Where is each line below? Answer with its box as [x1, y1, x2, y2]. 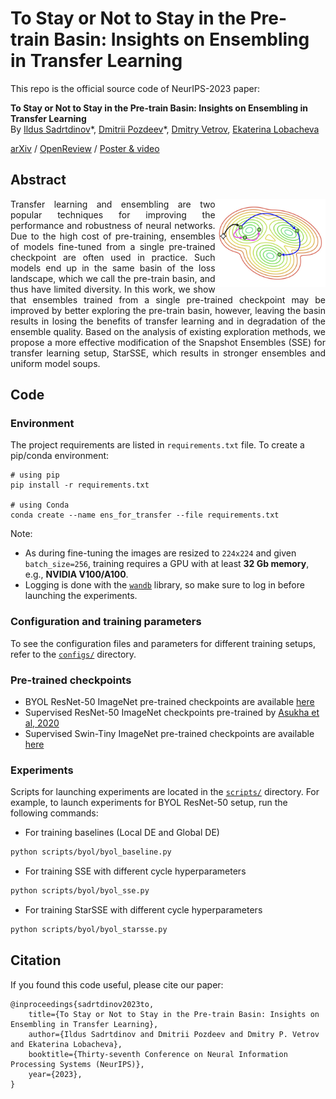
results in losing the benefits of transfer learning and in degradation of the [10, 315, 326, 327]
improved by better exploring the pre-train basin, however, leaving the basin [10, 304, 326, 316]
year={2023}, [28, 1069, 83, 1079]
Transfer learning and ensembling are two [10, 198, 216, 210]
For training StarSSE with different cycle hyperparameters [24, 904, 263, 916]
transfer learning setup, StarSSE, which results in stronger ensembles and [10, 347, 326, 359]
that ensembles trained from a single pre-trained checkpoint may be [10, 293, 326, 306]
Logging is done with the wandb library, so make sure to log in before [24, 579, 305, 591]
